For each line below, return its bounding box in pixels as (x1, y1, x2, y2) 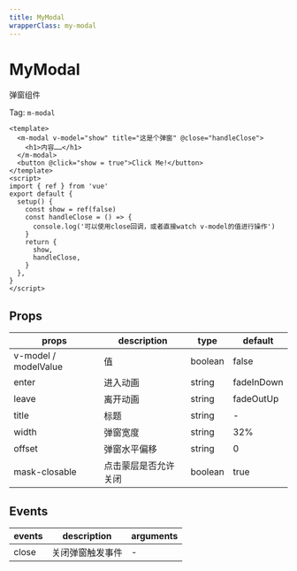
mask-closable (13, 466, 77, 478)
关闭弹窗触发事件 (51, 546, 123, 559)
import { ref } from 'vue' (9, 182, 109, 191)
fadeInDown (232, 376, 284, 389)
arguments (131, 530, 179, 543)
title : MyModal (9, 12, 65, 22)
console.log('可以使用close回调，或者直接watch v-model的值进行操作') (32, 222, 276, 231)
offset (13, 443, 38, 455)
